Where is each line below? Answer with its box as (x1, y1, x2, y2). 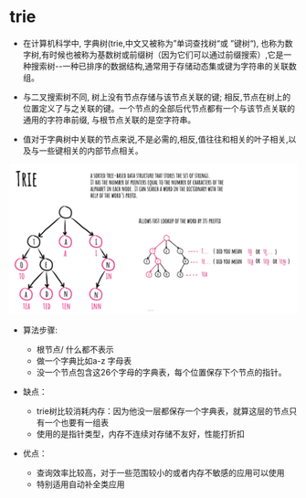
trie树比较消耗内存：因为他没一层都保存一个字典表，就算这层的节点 (36, 405, 290, 417)
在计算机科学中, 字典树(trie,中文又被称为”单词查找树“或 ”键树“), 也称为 (22, 37, 286, 48)
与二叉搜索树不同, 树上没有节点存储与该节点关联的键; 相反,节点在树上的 (22, 91, 290, 102)
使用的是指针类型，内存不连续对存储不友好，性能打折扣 (36, 428, 245, 440)
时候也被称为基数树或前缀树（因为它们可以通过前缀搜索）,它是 (48, 48, 284, 60)
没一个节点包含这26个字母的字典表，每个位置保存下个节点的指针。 (36, 366, 287, 377)
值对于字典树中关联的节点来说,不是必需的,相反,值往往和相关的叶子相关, (22, 133, 289, 144)
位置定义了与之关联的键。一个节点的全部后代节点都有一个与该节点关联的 (22, 102, 295, 113)
